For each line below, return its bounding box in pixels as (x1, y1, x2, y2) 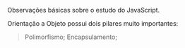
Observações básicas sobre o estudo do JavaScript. (7, 6, 160, 14)
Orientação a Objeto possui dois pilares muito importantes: (7, 19, 179, 27)
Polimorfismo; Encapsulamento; (24, 33, 118, 41)
